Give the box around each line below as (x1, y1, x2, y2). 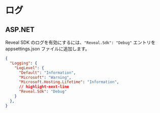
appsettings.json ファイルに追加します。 (5, 46, 90, 51)
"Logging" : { (10, 61, 38, 66)
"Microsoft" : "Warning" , (18, 75, 72, 80)
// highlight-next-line (18, 84, 70, 90)
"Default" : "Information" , (18, 70, 76, 75)
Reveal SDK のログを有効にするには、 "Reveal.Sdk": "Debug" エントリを (5, 39, 156, 45)
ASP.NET (5, 25, 35, 34)
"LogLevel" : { (14, 65, 44, 70)
